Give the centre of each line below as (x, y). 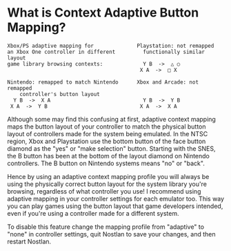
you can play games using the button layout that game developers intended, (115, 206)
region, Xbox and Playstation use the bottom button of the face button (107, 141)
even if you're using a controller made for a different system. (93, 213)
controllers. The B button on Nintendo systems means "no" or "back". (106, 163)
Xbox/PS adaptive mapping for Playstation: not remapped (111, 46)
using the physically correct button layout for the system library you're (107, 184)
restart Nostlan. (29, 241)
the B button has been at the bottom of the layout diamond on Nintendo (109, 156)
